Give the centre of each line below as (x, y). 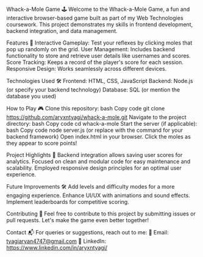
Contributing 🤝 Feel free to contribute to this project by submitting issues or (101, 214)
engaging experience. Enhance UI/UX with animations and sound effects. (98, 195)
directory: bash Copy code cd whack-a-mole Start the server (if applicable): (102, 124)
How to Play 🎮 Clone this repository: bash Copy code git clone (86, 108)
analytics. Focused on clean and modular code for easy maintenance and (98, 161)
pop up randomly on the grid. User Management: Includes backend (91, 49)
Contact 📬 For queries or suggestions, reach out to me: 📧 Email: (87, 232)
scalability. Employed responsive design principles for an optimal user (94, 168)
